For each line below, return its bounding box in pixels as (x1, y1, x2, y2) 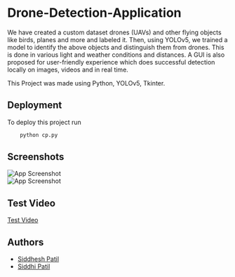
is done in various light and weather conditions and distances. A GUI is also (7, 50, 225, 59)
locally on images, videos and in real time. (7, 65, 128, 74)
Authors (7, 236, 44, 248)
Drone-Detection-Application (7, 5, 182, 21)
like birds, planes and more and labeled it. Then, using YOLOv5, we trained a (7, 35, 228, 43)
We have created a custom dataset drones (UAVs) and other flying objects (7, 28, 222, 36)
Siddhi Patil (17, 262, 51, 271)
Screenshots (7, 151, 65, 163)
